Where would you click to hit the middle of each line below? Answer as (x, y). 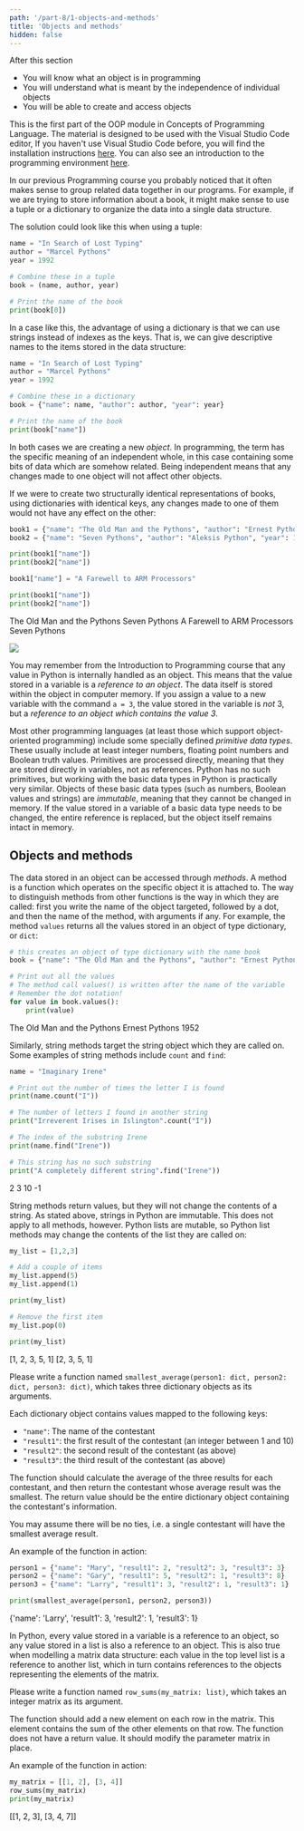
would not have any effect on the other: (83, 512)
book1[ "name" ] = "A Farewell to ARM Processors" (103, 579)
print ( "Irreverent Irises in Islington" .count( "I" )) (111, 1121)
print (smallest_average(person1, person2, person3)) (111, 1601)
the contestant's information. (63, 1506)
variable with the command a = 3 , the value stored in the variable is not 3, (147, 703)
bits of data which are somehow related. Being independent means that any (150, 466)
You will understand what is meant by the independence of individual (151, 88)
